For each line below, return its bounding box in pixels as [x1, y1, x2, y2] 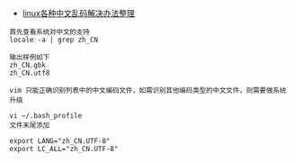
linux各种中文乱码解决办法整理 [22, 8, 135, 18]
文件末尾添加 [9, 121, 50, 130]
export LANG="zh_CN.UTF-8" [9, 137, 111, 146]
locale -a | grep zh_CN [9, 35, 99, 44]
